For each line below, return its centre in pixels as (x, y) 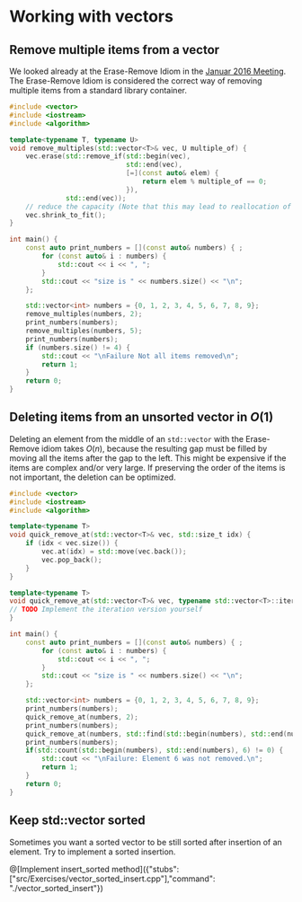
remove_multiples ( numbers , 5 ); (84, 331)
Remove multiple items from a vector (115, 50)
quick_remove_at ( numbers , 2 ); (82, 717)
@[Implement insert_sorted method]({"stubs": (94, 869)
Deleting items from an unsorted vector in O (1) (142, 417)
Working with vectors (91, 17)
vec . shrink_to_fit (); (66, 215)
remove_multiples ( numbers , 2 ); (84, 314)
